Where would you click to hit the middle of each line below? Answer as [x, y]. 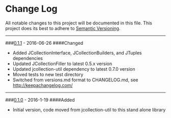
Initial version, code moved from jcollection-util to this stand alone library [89, 109]
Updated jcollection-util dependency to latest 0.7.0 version [74, 69]
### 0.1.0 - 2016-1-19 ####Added [40, 100]
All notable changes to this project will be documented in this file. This [79, 23]
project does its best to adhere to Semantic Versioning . [63, 28]
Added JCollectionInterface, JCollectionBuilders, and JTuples [77, 53]
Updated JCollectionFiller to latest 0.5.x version [62, 64]
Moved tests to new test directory [48, 74]
